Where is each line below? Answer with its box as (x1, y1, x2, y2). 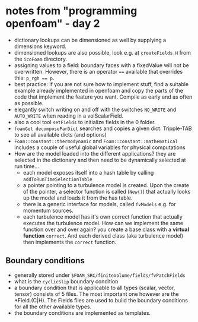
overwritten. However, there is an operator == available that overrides (14, 68, 183, 75)
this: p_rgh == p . (14, 74, 55, 81)
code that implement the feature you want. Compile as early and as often (14, 93, 193, 100)
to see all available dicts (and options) (14, 131, 107, 138)
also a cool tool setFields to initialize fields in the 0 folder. (14, 118, 156, 125)
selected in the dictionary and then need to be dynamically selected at (14, 156, 186, 163)
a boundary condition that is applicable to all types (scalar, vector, (14, 284, 175, 291)
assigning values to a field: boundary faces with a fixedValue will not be (14, 61, 189, 69)
